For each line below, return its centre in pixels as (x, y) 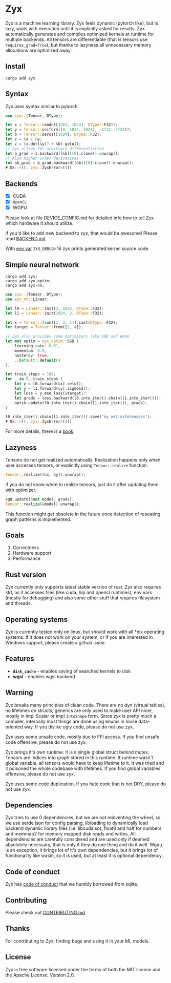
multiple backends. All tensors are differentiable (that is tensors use (77, 39)
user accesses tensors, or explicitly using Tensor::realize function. (77, 465)
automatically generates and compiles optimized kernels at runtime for (80, 34)
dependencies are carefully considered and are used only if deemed (78, 839)
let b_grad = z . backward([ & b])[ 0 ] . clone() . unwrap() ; (63, 153)
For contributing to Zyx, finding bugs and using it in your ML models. (78, 941)
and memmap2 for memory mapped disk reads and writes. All (70, 834)
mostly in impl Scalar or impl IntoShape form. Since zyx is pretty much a (81, 716)
